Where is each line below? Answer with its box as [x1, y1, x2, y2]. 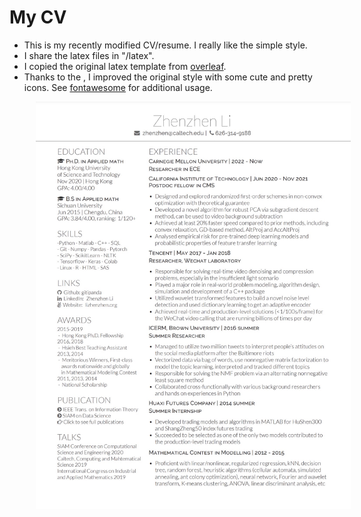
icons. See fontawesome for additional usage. [23, 81, 213, 93]
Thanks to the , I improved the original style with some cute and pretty [23, 71, 313, 83]
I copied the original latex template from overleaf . [23, 60, 227, 72]
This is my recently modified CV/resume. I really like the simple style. [23, 39, 308, 51]
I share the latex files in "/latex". [23, 49, 155, 61]
